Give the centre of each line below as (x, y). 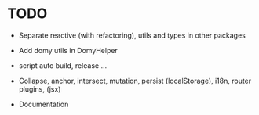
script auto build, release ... (63, 65)
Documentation (44, 104)
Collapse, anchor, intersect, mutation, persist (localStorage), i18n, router (135, 81)
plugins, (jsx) (40, 89)
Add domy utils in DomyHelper (68, 50)
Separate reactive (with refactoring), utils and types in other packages (132, 35)
